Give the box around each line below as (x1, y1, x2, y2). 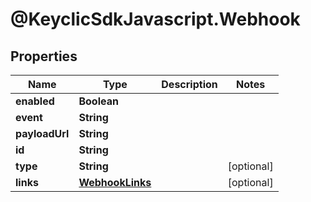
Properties (10, 48, 78, 65)
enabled (15, 94, 55, 108)
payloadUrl (15, 127, 70, 140)
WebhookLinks (78, 176, 152, 189)
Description (161, 78, 218, 91)
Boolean (78, 94, 119, 108)
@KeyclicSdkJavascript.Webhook (10, 8, 301, 31)
